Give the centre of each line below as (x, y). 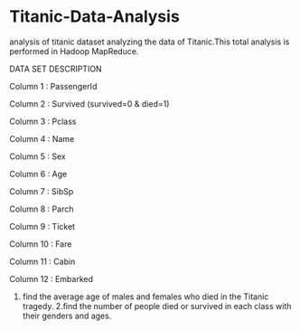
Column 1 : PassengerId (53, 86)
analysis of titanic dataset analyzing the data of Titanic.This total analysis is (150, 42)
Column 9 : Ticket (42, 226)
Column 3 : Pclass (43, 121)
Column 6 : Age (38, 174)
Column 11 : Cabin (42, 261)
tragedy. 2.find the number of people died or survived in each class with (157, 306)
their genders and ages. (67, 316)
